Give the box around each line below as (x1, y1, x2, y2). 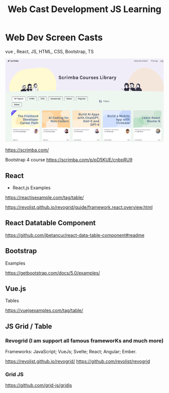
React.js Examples (12, 185, 51, 191)
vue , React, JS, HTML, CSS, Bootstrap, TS (5, 48, 94, 54)
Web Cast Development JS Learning (7, 4, 162, 15)
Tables (5, 298, 19, 304)
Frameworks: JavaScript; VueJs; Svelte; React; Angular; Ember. (5, 349, 137, 355)
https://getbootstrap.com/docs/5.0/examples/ (5, 270, 101, 276)
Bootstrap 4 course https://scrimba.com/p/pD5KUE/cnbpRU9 (5, 157, 133, 163)
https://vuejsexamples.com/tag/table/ (5, 307, 83, 313)
